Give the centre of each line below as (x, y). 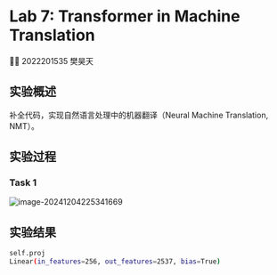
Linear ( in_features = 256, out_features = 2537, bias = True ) (115, 262)
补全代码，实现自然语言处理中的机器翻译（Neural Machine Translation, (139, 115)
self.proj (28, 254)
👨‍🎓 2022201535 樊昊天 (52, 61)
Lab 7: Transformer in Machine (125, 16)
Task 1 (23, 182)
